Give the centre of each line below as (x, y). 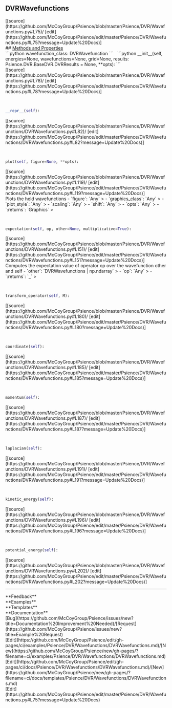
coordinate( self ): (25, 347)
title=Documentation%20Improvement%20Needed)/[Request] (71, 624)
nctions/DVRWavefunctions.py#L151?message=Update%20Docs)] (75, 260)
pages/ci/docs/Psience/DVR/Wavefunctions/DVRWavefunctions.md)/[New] (85, 667)
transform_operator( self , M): (38, 296)
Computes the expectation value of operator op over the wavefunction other (86, 266)
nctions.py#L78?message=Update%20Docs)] (54, 91)
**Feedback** (21, 596)
